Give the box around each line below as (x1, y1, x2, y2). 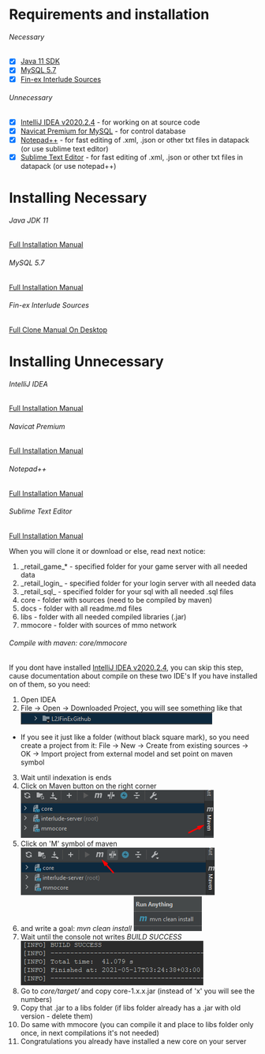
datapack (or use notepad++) (20, 162, 117, 171)
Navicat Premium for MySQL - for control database (20, 126, 186, 136)
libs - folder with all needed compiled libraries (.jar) (20, 611, 187, 621)
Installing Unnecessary (9, 353, 164, 371)
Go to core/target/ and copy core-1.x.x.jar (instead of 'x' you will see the (20, 986, 256, 996)
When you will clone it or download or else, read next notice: (9, 546, 206, 555)
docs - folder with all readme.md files (20, 604, 143, 613)
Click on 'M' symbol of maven (20, 839, 118, 849)
